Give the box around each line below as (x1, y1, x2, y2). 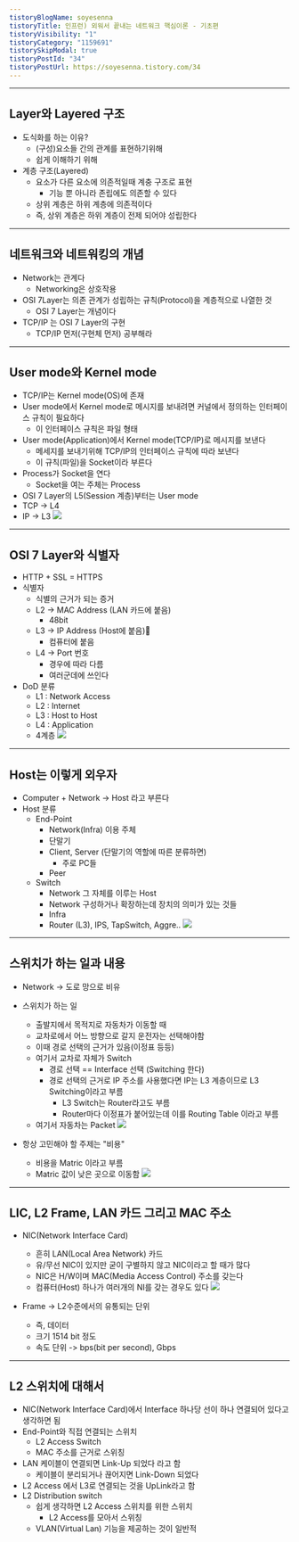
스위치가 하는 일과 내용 (9, 956, 126, 971)
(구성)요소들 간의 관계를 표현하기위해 (35, 143, 163, 153)
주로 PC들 (61, 857, 97, 868)
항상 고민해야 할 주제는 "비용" (21, 1138, 125, 1149)
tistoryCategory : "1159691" (9, 37, 114, 47)
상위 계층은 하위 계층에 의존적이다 (35, 198, 153, 210)
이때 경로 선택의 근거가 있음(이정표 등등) (35, 1041, 175, 1052)
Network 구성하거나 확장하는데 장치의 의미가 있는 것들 (48, 898, 238, 910)
